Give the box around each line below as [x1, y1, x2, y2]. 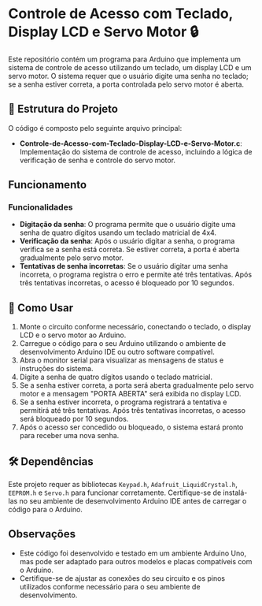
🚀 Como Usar [8, 301, 74, 314]
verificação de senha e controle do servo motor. [19, 155, 175, 165]
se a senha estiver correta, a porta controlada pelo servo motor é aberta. [8, 80, 245, 89]
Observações [8, 527, 76, 541]
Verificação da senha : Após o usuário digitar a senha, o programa [19, 236, 235, 246]
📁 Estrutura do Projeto [8, 102, 118, 116]
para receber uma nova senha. [19, 431, 120, 441]
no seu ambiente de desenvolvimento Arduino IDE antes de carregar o [19, 496, 247, 506]
